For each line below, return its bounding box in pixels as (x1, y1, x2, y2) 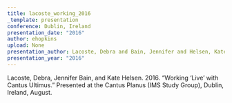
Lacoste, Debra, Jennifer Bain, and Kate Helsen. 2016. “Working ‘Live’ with (7, 73, 219, 82)
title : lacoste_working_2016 (7, 10, 91, 17)
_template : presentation (7, 16, 79, 23)
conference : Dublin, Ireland (7, 23, 91, 30)
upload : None (7, 42, 45, 49)
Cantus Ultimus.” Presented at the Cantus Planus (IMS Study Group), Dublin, (7, 80, 224, 89)
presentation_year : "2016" (7, 55, 85, 62)
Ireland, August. (7, 88, 52, 96)
